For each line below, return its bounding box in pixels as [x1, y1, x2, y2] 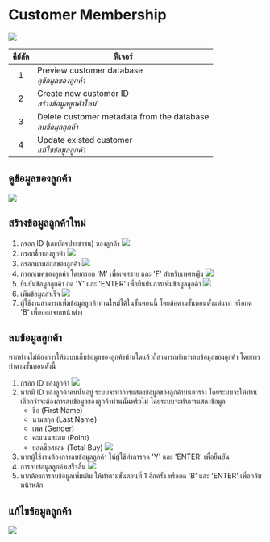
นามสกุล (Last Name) [31, 415, 98, 424]
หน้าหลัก [19, 480, 44, 490]
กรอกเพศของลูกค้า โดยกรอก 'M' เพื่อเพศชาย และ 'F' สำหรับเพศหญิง [19, 269, 204, 278]
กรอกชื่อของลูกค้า [19, 248, 66, 258]
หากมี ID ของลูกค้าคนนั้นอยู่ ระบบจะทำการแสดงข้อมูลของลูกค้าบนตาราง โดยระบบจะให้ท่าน [19, 387, 258, 397]
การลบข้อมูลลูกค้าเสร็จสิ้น [19, 462, 86, 472]
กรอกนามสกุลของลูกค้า [19, 258, 81, 268]
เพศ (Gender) [31, 423, 75, 433]
